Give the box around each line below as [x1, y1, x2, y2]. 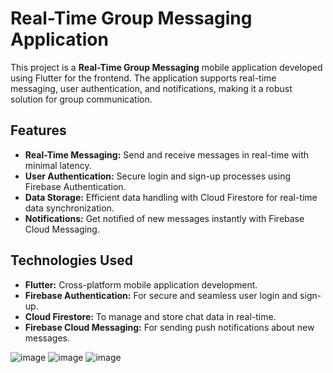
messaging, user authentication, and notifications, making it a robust [10, 82, 293, 94]
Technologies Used [10, 252, 133, 269]
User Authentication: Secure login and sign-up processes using [24, 170, 291, 182]
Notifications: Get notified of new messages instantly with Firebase [24, 212, 305, 224]
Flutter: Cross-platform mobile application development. [24, 278, 258, 291]
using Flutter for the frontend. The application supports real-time [10, 72, 277, 84]
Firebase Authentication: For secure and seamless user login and [24, 289, 298, 301]
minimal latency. [24, 159, 92, 171]
